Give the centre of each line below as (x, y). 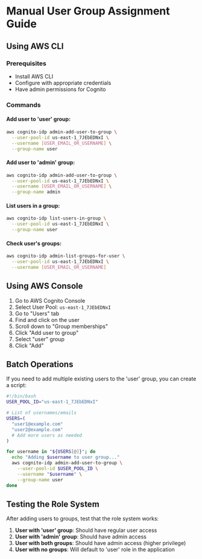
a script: (17, 385)
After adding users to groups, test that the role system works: (83, 519)
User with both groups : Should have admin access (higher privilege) (100, 543)
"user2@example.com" (37, 429)
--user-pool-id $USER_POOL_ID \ (58, 469)
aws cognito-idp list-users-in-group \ (56, 218)
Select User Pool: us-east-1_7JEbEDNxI (63, 307)
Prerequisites (26, 63)
